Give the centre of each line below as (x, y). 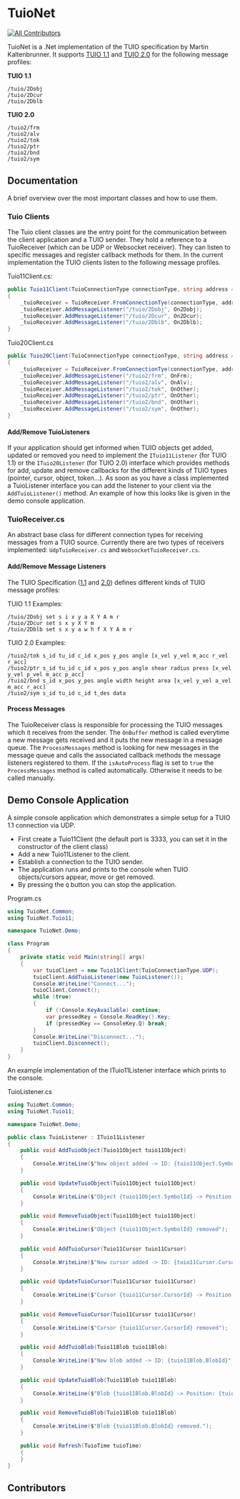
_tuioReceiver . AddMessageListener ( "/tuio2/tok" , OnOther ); (110, 389)
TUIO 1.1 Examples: (35, 603)
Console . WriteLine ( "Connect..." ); (84, 983)
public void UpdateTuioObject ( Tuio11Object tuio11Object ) (108, 1183)
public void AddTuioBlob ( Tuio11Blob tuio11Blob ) (94, 1348)
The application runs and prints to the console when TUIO (103, 869)
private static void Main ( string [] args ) (82, 957)
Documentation (43, 181)
